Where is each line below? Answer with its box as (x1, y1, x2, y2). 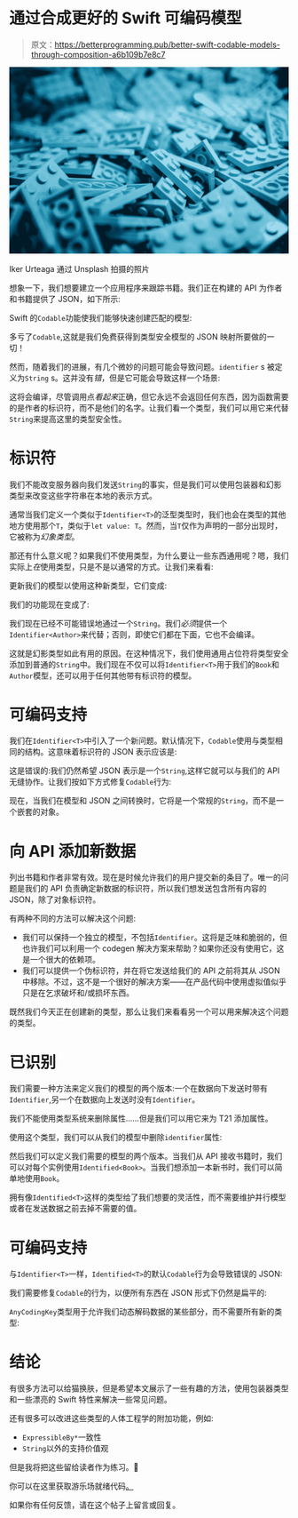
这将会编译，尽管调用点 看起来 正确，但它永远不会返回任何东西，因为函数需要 (9, 391, 289, 402)
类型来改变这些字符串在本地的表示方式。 (9, 490, 157, 500)
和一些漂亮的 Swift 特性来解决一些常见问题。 (9, 1394, 172, 1405)
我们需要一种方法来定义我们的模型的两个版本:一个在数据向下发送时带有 (9, 1083, 269, 1094)
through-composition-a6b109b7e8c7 (30, 49, 166, 60)
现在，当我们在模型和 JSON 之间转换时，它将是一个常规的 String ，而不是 (9, 795, 277, 806)
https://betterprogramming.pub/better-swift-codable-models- (54, 39, 281, 50)
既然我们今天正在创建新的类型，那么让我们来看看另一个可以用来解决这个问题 (9, 1006, 289, 1018)
